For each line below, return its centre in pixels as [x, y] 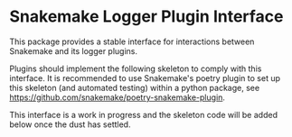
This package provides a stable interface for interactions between [132, 41]
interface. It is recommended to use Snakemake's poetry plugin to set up [145, 78]
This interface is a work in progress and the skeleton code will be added [144, 114]
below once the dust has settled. [70, 124]
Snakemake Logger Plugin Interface [146, 17]
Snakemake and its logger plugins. [74, 50]
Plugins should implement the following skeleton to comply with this [136, 68]
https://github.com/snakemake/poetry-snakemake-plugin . [118, 97]
